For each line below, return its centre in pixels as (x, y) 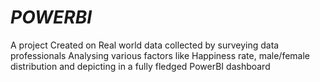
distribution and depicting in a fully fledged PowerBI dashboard (140, 66)
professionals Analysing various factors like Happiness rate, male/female (160, 55)
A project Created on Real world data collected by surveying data (145, 45)
